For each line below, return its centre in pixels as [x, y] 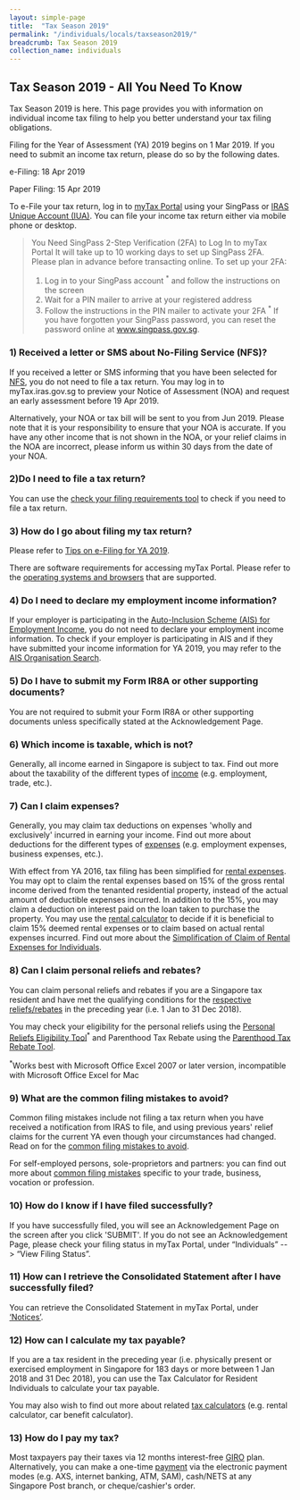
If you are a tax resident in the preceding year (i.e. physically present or [141, 1360]
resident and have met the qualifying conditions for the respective [130, 999]
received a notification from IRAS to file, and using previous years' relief [142, 1127]
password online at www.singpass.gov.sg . [122, 329]
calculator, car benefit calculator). [71, 1415]
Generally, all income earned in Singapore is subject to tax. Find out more [144, 764]
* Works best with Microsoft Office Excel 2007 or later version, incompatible [148, 1065]
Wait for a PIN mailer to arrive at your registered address [148, 299]
